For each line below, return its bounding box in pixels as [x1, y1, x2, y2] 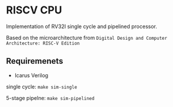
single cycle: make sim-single [6, 83, 77, 90]
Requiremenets [6, 56, 63, 66]
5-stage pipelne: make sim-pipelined [6, 94, 95, 101]
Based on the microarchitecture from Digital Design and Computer [6, 34, 168, 41]
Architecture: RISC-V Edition [6, 40, 80, 46]
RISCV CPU [6, 4, 63, 17]
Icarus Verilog [14, 71, 49, 79]
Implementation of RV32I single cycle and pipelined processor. [6, 23, 157, 30]
